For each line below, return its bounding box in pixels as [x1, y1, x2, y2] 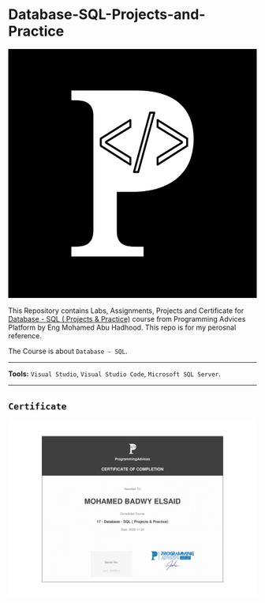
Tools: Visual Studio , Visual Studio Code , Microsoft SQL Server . [8, 369, 221, 379]
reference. [8, 330, 42, 341]
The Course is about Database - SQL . [8, 346, 128, 356]
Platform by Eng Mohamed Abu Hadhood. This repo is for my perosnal [8, 322, 237, 332]
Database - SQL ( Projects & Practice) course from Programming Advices [8, 314, 246, 323]
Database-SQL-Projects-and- [8, 6, 206, 24]
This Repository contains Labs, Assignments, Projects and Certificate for [8, 306, 244, 315]
